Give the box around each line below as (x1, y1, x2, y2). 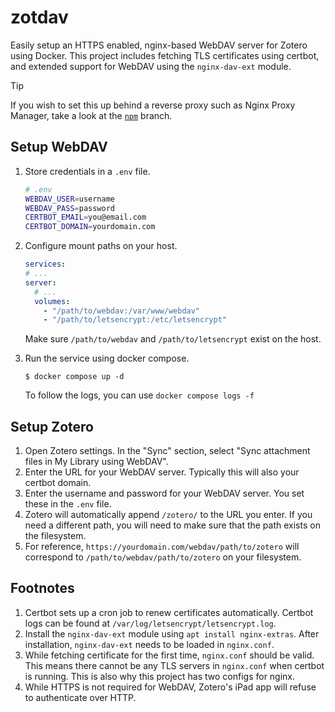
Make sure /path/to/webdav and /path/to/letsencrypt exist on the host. (24, 333, 322, 345)
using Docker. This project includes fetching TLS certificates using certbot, (10, 49, 320, 61)
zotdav (10, 6, 69, 29)
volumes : (34, 296, 71, 306)
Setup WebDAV (10, 139, 108, 156)
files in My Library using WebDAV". (24, 456, 169, 468)
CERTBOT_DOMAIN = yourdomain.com (24, 222, 156, 232)
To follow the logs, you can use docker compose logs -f (24, 389, 255, 401)
